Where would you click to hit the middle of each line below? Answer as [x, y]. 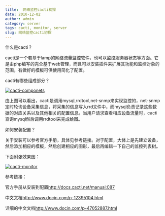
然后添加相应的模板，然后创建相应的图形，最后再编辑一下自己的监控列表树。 [83, 146]
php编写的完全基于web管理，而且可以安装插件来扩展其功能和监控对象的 [87, 64]
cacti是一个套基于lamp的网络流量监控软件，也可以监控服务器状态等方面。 [80, 58]
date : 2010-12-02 [23, 14]
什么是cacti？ [19, 47]
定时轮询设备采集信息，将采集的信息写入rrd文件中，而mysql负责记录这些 [79, 107]
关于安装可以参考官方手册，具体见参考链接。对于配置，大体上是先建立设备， [83, 140]
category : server [23, 23]
